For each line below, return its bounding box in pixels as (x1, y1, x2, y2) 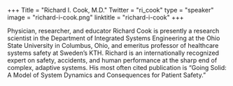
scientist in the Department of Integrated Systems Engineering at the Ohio (7, 34, 220, 42)
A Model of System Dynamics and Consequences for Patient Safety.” (7, 71, 206, 79)
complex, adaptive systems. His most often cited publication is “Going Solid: (7, 64, 227, 71)
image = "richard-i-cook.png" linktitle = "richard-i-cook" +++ (7, 13, 184, 21)
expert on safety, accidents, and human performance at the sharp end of (7, 56, 218, 64)
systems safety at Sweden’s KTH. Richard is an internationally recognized (7, 49, 219, 57)
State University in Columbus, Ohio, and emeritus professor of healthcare (7, 42, 219, 49)
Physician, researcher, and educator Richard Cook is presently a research (7, 27, 220, 35)
